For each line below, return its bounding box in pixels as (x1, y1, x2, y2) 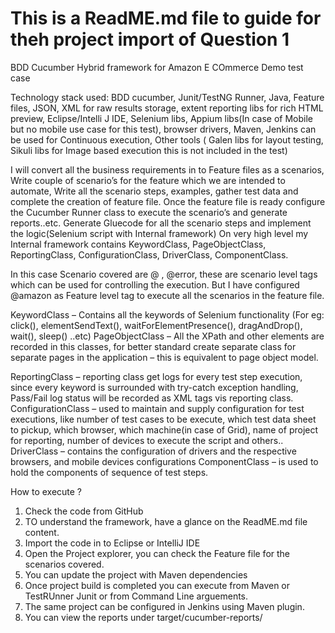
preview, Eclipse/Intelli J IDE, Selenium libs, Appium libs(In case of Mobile (10, 112, 313, 124)
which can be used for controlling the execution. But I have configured (10, 278, 300, 291)
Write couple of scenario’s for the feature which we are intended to (10, 174, 286, 186)
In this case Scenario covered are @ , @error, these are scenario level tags (10, 268, 318, 280)
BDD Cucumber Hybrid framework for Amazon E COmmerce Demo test (10, 61, 304, 73)
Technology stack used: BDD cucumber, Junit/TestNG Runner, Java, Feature (10, 91, 325, 103)
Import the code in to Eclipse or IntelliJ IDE (24, 537, 201, 549)
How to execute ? (10, 485, 83, 497)
